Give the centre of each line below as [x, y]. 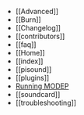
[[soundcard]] [38, 94]
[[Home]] [30, 53]
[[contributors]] [40, 36]
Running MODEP [42, 86]
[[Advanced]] [37, 11]
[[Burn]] [28, 20]
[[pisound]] [33, 69]
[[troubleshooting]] [45, 102]
